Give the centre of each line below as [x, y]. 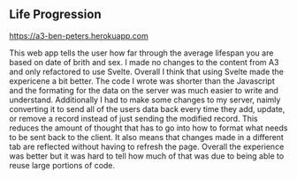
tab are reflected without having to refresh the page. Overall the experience [147, 146]
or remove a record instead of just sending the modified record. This [133, 118]
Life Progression [55, 15]
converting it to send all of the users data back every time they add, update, [147, 108]
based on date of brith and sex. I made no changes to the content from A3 [144, 62]
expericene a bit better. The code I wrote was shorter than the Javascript [142, 81]
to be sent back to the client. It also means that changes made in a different [147, 137]
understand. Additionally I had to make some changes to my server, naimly [145, 100]
